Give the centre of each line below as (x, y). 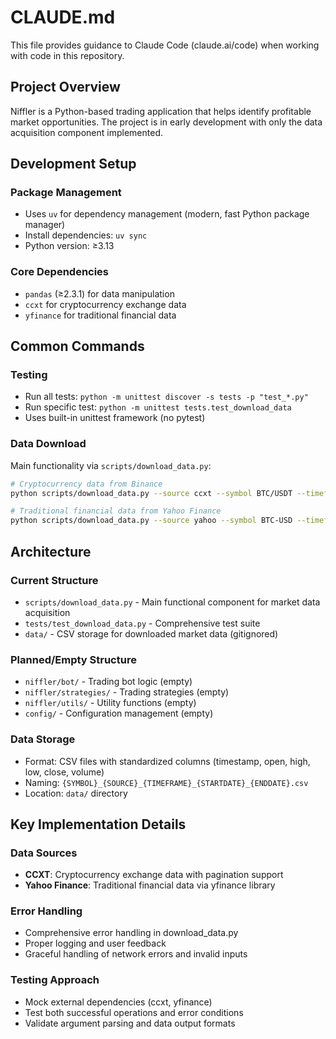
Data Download (48, 444)
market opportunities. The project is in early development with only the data (166, 122)
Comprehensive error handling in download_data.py (131, 933)
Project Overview (65, 87)
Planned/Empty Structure (73, 659)
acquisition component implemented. (86, 132)
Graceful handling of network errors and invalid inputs (136, 954)
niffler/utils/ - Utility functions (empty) (110, 703)
